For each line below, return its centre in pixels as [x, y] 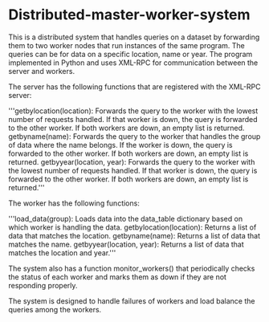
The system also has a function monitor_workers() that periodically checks [132, 268]
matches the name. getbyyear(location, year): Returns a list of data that [126, 244]
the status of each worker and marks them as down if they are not [118, 277]
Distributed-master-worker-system [129, 15]
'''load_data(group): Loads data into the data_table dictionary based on [126, 218]
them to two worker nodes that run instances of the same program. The [126, 45]
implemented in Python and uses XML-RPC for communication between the [133, 63]
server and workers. [41, 71]
